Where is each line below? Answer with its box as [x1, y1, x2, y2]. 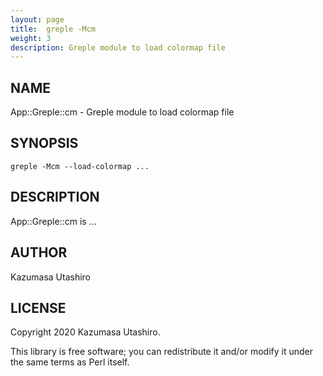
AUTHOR [10, 244, 68, 261]
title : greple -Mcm [10, 24, 97, 34]
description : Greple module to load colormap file [10, 42, 226, 53]
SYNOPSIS [10, 135, 79, 152]
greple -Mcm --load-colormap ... [10, 161, 150, 171]
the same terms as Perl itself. [10, 356, 130, 368]
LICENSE [10, 299, 67, 316]
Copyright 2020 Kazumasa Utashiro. [10, 326, 161, 338]
